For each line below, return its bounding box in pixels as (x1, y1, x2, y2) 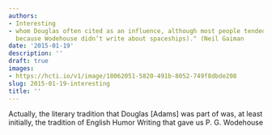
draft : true (8, 57, 49, 65)
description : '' (8, 49, 63, 57)
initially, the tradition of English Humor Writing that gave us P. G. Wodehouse (8, 118, 264, 128)
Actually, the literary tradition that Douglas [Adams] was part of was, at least (8, 109, 263, 119)
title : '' (8, 86, 42, 95)
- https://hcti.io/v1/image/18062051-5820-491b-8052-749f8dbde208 (8, 72, 237, 80)
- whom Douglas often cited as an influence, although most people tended (8, 27, 266, 35)
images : (8, 65, 35, 73)
